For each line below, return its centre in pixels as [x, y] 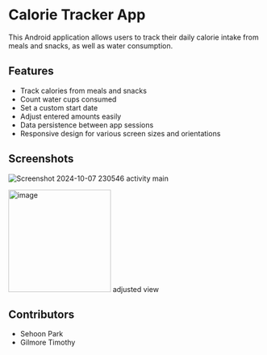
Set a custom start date [59, 107]
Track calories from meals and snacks [83, 90]
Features [31, 71]
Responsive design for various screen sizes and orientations [120, 133]
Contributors [42, 314]
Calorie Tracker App [77, 15]
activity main [148, 178]
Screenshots [41, 159]
